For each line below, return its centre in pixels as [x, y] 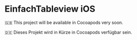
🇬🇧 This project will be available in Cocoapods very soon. [64, 22]
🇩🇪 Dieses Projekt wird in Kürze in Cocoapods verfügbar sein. [68, 32]
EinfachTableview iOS [50, 9]
